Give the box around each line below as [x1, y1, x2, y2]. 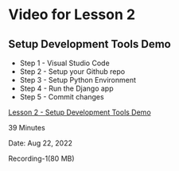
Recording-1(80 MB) [8, 154, 75, 163]
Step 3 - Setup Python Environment [19, 76, 137, 84]
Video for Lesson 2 [8, 6, 136, 24]
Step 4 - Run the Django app [19, 84, 114, 93]
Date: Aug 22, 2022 [8, 138, 73, 148]
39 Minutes [8, 123, 45, 132]
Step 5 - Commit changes [19, 92, 105, 101]
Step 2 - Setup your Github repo [19, 67, 126, 76]
